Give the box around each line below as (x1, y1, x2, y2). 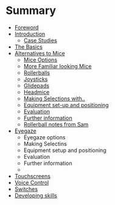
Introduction (14, 30, 46, 37)
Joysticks (23, 75, 48, 83)
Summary (5, 4, 56, 18)
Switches (14, 185, 38, 192)
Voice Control (14, 179, 49, 186)
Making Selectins (23, 140, 68, 147)
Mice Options (23, 56, 58, 63)
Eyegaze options (23, 133, 66, 141)
